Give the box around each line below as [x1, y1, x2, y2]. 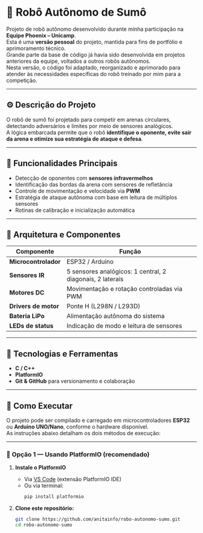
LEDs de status [9, 322, 54, 330]
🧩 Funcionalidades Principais [6, 158, 118, 168]
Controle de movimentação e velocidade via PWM [14, 187, 140, 194]
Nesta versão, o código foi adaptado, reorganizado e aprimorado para [6, 63, 181, 71]
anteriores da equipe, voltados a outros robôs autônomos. [6, 57, 151, 65]
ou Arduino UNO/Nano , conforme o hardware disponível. [6, 423, 149, 430]
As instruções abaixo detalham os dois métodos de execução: [6, 430, 161, 436]
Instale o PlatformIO [14, 464, 66, 471]
